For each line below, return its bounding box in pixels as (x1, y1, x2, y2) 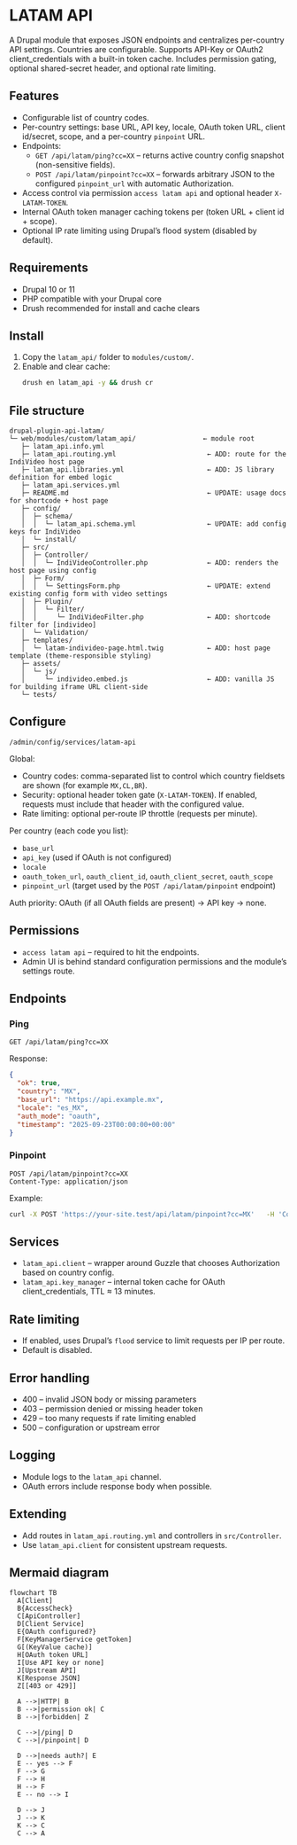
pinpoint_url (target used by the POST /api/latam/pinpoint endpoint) (21, 880, 277, 891)
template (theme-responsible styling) (9, 652, 152, 661)
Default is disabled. (21, 1345, 93, 1356)
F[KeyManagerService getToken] (17, 1635, 133, 1645)
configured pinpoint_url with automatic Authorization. (34, 178, 234, 189)
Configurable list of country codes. (21, 112, 149, 122)
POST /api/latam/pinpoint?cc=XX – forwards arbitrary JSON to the (34, 168, 276, 179)
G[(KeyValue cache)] (17, 1643, 93, 1652)
